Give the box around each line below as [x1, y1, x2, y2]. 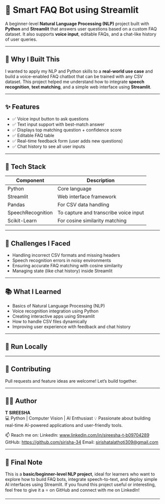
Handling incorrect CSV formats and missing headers [12, 252, 120, 258]
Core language [57, 185, 92, 192]
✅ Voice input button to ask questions [12, 115, 89, 122]
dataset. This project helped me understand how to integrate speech [5, 79, 145, 84]
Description [86, 177, 115, 184]
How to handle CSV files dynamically [12, 319, 87, 324]
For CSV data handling [57, 201, 110, 208]
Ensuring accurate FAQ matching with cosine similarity [12, 263, 123, 269]
